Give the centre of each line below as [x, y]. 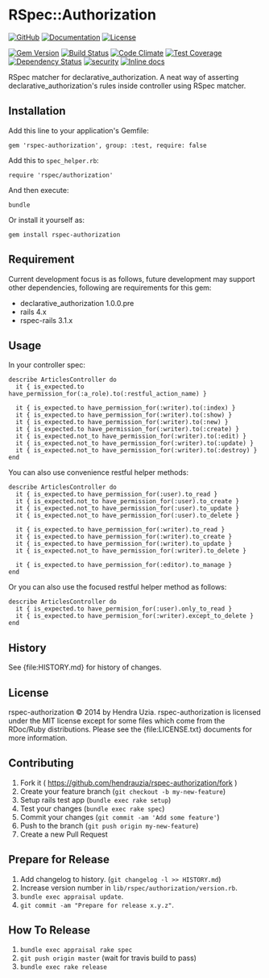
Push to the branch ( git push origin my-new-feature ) [109, 825]
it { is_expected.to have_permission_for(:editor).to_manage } [124, 565]
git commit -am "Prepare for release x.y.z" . [97, 905]
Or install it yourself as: [46, 220]
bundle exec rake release [63, 968]
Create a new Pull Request [64, 834]
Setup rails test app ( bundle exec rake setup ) [95, 800]
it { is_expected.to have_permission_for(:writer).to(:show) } [124, 415]
